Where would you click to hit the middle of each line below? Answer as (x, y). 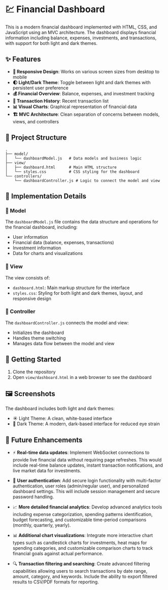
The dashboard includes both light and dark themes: (60, 408)
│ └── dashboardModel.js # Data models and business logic (74, 158)
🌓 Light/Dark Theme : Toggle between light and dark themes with (81, 82)
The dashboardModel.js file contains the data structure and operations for (82, 222)
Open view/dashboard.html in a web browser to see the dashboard (82, 377)
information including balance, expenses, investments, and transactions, (81, 38)
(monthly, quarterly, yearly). (42, 525)
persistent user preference (40, 88)
